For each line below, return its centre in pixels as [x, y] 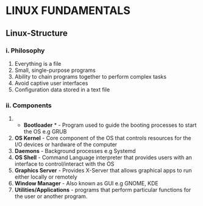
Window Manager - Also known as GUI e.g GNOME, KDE [87, 183]
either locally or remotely [46, 177]
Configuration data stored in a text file [62, 90]
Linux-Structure [37, 33]
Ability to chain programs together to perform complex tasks [91, 76]
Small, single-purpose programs [55, 70]
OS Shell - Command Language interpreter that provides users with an [103, 158]
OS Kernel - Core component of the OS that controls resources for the [103, 138]
